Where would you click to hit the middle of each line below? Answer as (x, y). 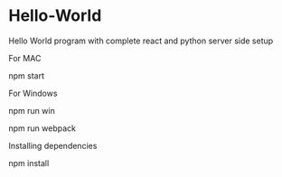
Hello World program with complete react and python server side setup (141, 41)
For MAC (25, 58)
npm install (29, 163)
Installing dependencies (53, 145)
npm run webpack (42, 128)
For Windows (33, 93)
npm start (27, 75)
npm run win (32, 110)
